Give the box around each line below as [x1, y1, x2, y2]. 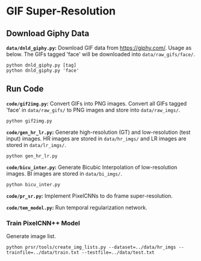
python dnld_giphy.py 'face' [6, 68, 79, 74]
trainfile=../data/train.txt [6, 250, 79, 256]
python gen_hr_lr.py [6, 153, 58, 159]
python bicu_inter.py [6, 181, 61, 187]
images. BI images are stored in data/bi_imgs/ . [6, 170, 122, 177]
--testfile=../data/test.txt [81, 250, 155, 256]
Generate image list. [6, 233, 56, 240]
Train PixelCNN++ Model [6, 219, 80, 227]
